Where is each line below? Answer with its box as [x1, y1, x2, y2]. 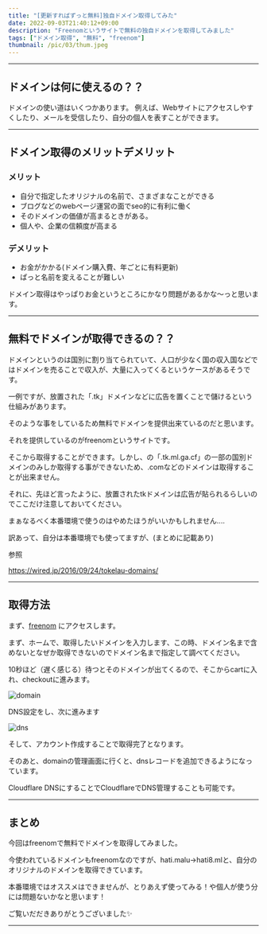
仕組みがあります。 [8, 401, 71, 411]
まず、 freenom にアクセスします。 [8, 621, 121, 630]
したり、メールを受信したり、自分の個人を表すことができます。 [14, 112, 223, 122]
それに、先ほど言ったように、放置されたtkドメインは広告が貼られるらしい [8, 488, 251, 498]
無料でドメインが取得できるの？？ [8, 332, 176, 346]
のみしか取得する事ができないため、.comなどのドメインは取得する [29, 462, 248, 472]
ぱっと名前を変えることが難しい [19, 272, 125, 282]
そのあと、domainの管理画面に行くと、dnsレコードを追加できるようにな [8, 756, 246, 765]
